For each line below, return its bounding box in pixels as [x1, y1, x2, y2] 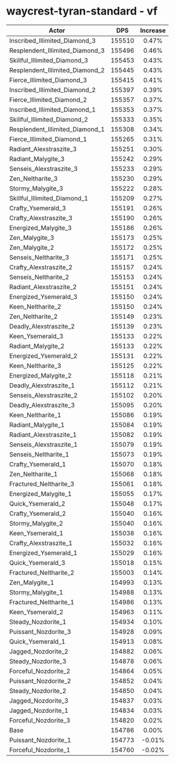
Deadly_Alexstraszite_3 [9, 401, 75, 409]
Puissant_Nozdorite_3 [9, 627, 71, 636]
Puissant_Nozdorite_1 [9, 735, 71, 744]
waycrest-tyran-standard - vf [6, 4, 158, 18]
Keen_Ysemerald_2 [9, 607, 63, 616]
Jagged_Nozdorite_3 [9, 696, 69, 704]
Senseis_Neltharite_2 [9, 273, 69, 281]
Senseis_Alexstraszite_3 [9, 164, 78, 173]
